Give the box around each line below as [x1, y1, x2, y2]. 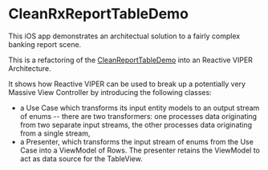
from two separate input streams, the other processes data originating [19, 120, 253, 129]
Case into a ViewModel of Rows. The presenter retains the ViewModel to [19, 145, 261, 155]
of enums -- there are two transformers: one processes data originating [19, 111, 258, 121]
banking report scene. [8, 39, 82, 49]
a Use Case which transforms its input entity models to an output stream [19, 103, 260, 113]
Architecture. [8, 63, 52, 73]
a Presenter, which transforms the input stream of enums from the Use [19, 136, 254, 146]
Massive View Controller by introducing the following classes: [8, 87, 212, 97]
